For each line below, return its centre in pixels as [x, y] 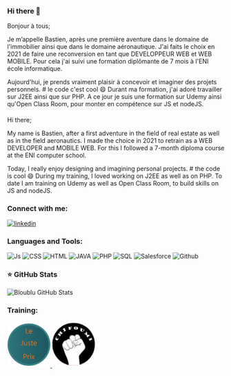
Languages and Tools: [45, 241]
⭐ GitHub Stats [32, 275]
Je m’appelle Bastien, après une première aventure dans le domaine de [108, 39]
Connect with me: [38, 208]
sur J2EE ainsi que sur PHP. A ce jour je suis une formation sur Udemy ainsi [114, 97]
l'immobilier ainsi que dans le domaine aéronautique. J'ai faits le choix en [111, 47]
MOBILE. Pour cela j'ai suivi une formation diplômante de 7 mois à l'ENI [108, 61]
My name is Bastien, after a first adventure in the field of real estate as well [113, 133]
